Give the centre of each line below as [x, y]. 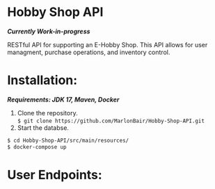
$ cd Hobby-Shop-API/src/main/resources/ [68, 140]
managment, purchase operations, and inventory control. [89, 52]
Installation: [42, 80]
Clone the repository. [47, 113]
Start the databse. [43, 128]
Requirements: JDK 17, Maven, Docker [63, 99]
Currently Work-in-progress [49, 31]
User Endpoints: [55, 175]
